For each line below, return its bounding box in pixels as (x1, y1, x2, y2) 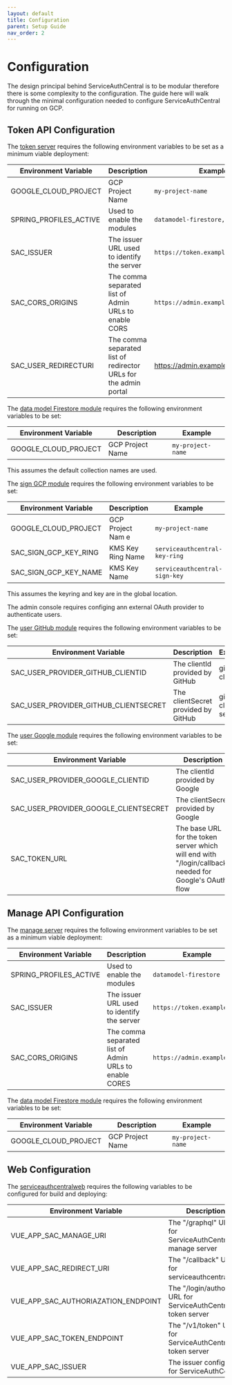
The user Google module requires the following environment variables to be (7, 732, 222, 739)
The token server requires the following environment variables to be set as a (7, 142, 224, 151)
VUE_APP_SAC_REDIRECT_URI (10, 1263, 110, 1273)
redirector (108, 361, 141, 370)
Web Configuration (7, 1164, 91, 1176)
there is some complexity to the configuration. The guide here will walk (7, 89, 209, 97)
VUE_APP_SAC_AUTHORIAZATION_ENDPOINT (10, 1296, 162, 1306)
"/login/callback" (175, 858, 231, 868)
